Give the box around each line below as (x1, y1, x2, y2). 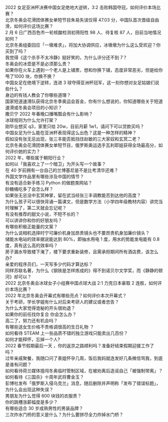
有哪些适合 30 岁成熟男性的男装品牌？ (5, 405, 83, 411)
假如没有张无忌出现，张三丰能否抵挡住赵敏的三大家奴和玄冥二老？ (5, 136, 141, 142)
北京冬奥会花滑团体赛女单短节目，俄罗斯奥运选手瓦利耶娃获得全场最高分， (5, 142, 158, 148)
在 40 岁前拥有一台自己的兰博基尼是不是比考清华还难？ (5, 167, 118, 173)
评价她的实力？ (9, 148, 40, 154)
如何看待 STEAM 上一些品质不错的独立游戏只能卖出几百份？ (5, 330, 128, 336)
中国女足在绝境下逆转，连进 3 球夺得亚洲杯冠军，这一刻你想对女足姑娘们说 (5, 80, 159, 85)
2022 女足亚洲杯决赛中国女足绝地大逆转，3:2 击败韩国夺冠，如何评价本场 (5, 5, 156, 10)
